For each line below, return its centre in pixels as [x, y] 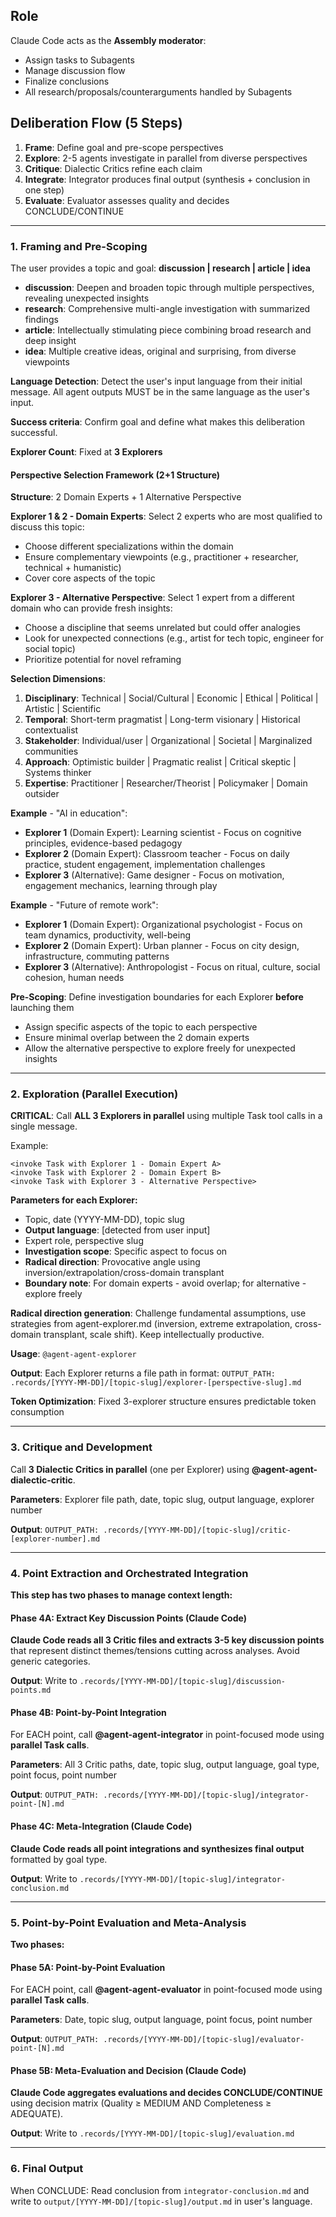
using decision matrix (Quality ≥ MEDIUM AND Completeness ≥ [141, 2103]
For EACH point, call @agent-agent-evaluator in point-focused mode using [166, 1990]
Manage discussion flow [75, 70]
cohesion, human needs [74, 978]
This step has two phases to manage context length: [121, 1595]
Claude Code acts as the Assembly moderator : [108, 40]
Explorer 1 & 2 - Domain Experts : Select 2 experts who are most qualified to [166, 516]
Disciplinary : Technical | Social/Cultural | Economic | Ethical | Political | [171, 698]
